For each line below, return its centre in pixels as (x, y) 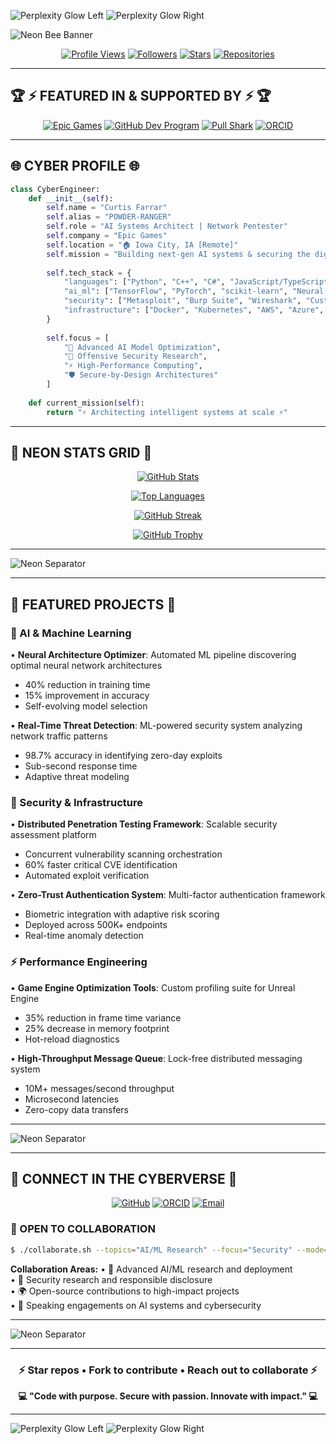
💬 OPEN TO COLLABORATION (83, 1229)
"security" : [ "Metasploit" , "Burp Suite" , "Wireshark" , (182, 301)
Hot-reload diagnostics (72, 1039)
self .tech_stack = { (89, 273)
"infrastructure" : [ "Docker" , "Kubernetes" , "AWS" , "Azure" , (194, 310)
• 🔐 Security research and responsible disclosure (111, 1279)
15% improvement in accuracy (87, 695)
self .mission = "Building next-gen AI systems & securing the (178, 254)
